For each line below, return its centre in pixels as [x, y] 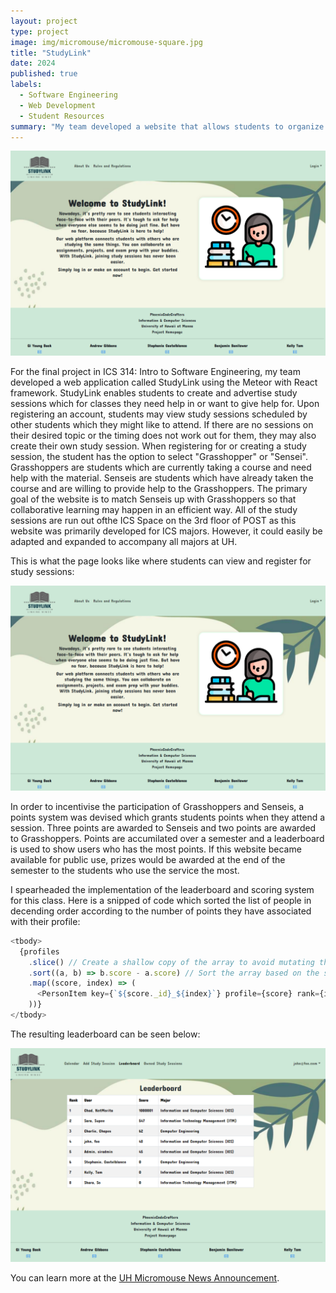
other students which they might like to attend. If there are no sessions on [162, 425]
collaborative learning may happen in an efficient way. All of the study [154, 510]
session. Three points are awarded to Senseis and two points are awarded [163, 827]
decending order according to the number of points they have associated [161, 911]
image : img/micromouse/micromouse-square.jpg [106, 42]
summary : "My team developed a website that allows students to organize [167, 126]
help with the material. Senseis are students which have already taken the [162, 478]
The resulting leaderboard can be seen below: [105, 1034]
